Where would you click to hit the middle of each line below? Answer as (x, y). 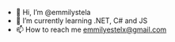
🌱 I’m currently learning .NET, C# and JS (82, 21)
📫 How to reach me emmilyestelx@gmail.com (91, 29)
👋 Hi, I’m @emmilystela (53, 12)
